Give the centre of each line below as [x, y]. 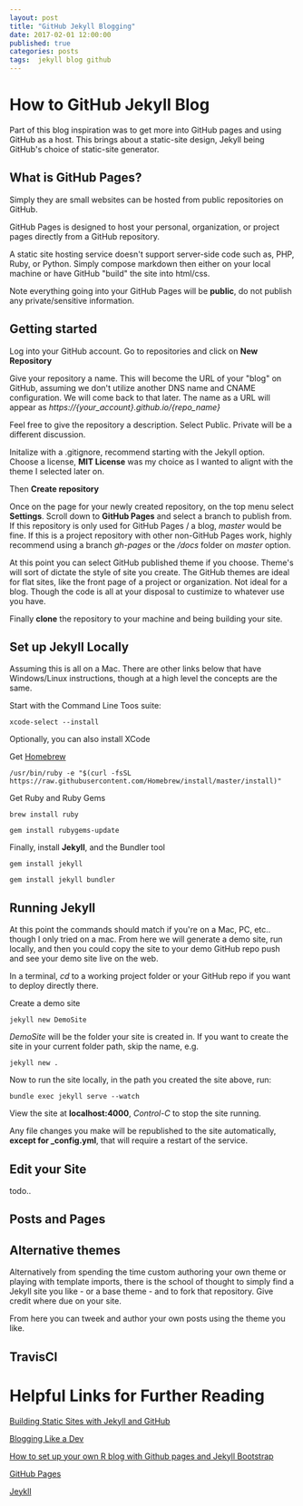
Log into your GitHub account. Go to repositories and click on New [134, 351]
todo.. [20, 1191]
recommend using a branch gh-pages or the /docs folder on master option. [151, 544]
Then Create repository [54, 489]
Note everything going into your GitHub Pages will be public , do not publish [151, 290]
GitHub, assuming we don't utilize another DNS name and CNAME [132, 387]
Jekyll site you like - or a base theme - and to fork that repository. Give [142, 1291]
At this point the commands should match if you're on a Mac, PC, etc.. [140, 930]
